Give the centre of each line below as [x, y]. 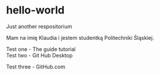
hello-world [36, 10]
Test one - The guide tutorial [41, 49]
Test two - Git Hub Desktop [39, 55]
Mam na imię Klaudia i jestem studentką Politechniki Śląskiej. [80, 37]
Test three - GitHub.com [36, 67]
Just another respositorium [39, 26]
